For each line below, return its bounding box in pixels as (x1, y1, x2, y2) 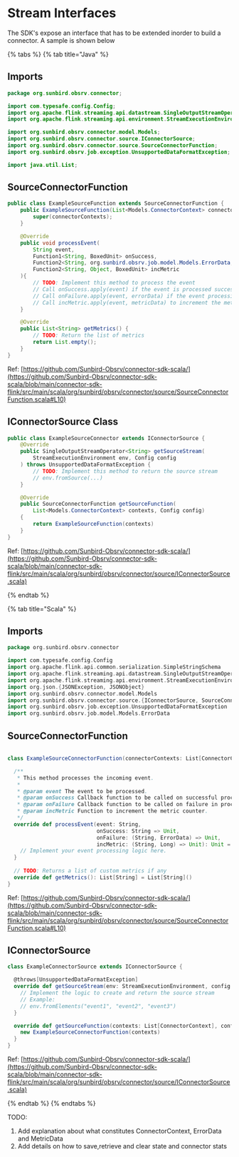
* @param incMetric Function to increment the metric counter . (16, 807, 208, 815)
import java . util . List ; (7, 161, 78, 168)
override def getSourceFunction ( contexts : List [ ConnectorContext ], (14, 1022, 218, 1029)
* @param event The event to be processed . (16, 788, 148, 795)
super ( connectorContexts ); (33, 213, 113, 220)
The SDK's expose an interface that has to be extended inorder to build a (7, 29, 221, 37)
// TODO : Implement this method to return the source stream (33, 467, 218, 475)
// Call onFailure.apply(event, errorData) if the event (33, 292, 205, 300)
